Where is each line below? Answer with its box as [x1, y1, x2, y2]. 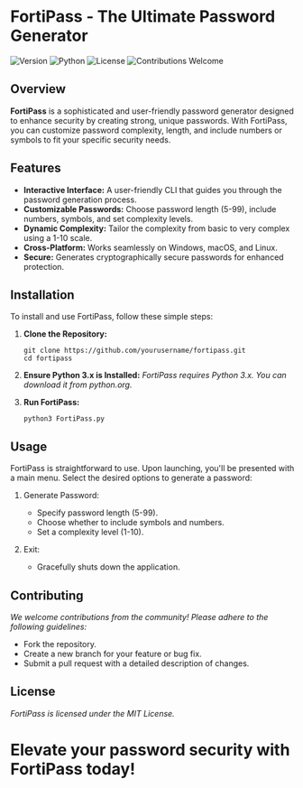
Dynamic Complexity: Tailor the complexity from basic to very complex [23, 223, 290, 234]
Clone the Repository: [23, 329, 107, 339]
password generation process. [23, 194, 138, 205]
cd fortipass [23, 354, 73, 363]
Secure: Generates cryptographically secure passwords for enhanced [23, 251, 284, 263]
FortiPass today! [10, 759, 136, 779]
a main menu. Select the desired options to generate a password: [10, 472, 252, 484]
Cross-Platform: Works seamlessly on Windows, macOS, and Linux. [23, 242, 278, 253]
